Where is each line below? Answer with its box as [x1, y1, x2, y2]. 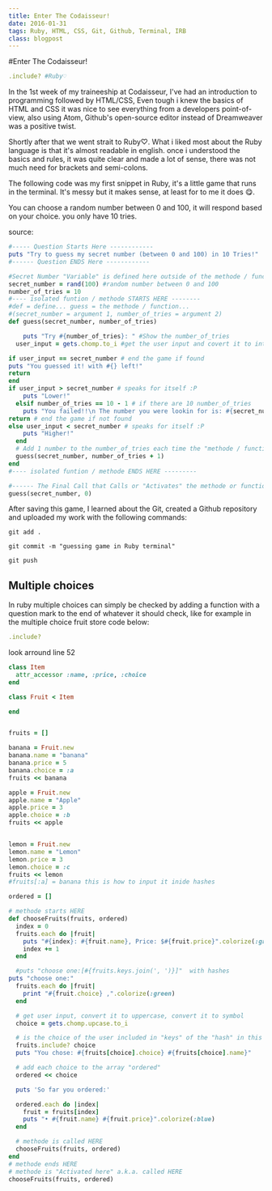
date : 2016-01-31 [8, 19, 67, 28]
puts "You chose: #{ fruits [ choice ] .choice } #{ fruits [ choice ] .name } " [15, 1049, 252, 1057]
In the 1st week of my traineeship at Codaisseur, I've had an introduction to [8, 87, 257, 97]
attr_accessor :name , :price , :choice [15, 670, 147, 678]
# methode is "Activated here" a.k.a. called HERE [8, 1168, 183, 1176]
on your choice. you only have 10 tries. [8, 211, 138, 221]
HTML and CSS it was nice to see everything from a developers [8, 104, 220, 114]
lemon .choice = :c [8, 863, 70, 871]
